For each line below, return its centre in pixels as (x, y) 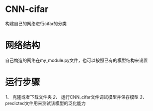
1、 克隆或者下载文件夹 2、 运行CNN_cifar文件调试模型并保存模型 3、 (76, 97)
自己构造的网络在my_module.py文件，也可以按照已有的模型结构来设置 (76, 60)
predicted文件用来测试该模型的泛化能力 (45, 103)
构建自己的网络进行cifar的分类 (36, 23)
